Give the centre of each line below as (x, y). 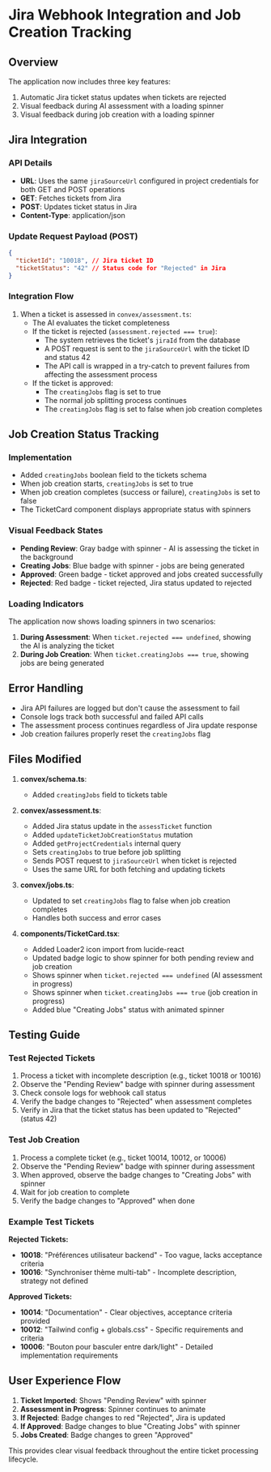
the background (47, 556)
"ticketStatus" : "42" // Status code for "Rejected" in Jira (121, 268)
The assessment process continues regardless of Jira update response (139, 725)
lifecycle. (23, 1459)
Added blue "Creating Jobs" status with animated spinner (128, 1009)
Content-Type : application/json (72, 215)
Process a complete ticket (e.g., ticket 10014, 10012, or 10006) (123, 1157)
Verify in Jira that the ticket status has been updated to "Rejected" (130, 1110)
